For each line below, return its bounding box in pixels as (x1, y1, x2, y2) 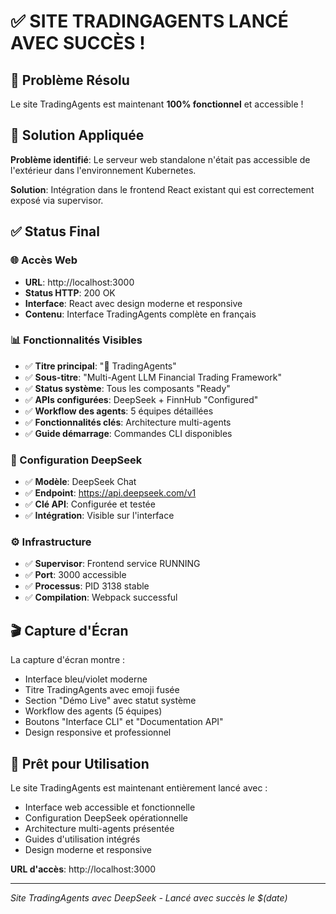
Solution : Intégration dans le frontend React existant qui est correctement (10, 183, 315, 195)
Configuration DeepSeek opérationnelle (24, 812, 189, 824)
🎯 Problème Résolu (10, 71, 130, 89)
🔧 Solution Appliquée (10, 127, 145, 144)
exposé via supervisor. (10, 194, 104, 206)
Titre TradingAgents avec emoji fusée (24, 684, 180, 696)
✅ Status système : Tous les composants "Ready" (24, 382, 231, 394)
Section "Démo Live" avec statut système (24, 695, 197, 707)
